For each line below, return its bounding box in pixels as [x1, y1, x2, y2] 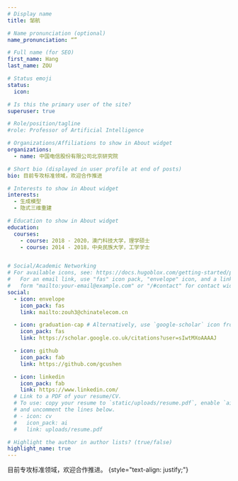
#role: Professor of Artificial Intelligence [7, 127, 144, 134]
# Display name [7, 10, 52, 18]
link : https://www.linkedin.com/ [20, 386, 119, 393]
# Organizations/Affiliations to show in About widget [7, 139, 173, 147]
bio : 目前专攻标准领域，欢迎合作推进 [7, 172, 103, 179]
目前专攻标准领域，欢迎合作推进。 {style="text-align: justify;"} [7, 465, 189, 474]
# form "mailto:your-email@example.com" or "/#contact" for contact [7, 282, 220, 289]
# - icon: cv [13, 412, 52, 419]
